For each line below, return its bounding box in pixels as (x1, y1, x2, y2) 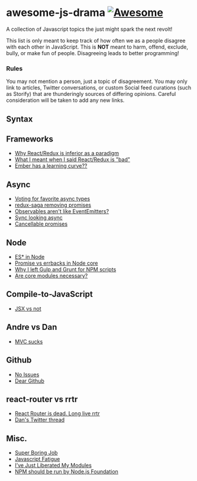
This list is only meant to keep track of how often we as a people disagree (6, 37, 186, 44)
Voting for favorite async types (14, 195, 91, 203)
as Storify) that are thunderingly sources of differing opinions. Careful (6, 91, 176, 98)
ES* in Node (14, 254, 45, 261)
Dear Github (14, 377, 44, 384)
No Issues (14, 371, 40, 378)
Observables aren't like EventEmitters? (14, 208, 109, 215)
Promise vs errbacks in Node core (14, 259, 99, 267)
